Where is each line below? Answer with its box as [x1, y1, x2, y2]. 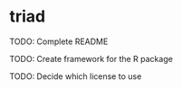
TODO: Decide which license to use [9, 70, 142, 82]
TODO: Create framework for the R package [9, 53, 174, 64]
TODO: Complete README [9, 36, 109, 47]
